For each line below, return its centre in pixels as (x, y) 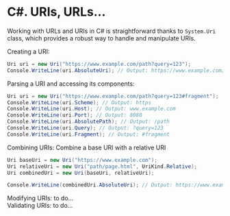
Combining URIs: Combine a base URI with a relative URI (87, 147)
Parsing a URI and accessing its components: (71, 84)
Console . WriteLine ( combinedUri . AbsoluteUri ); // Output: (90, 185)
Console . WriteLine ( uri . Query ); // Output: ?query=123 (86, 128)
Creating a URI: (28, 51)
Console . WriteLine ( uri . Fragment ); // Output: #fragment (88, 134)
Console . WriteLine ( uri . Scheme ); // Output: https (79, 103)
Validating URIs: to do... (40, 206)
